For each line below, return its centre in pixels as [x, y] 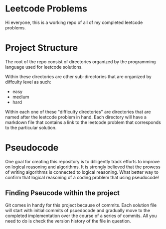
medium [21, 97]
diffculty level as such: [28, 82]
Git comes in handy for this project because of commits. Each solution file [81, 205]
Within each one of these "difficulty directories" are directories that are [78, 112]
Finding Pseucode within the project [63, 193]
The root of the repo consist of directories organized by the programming [81, 61]
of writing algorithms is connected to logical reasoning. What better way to [82, 172]
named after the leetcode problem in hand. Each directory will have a [76, 117]
